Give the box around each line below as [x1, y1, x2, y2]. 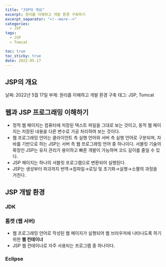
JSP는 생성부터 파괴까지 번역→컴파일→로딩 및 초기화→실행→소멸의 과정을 [12, 166, 158, 172]
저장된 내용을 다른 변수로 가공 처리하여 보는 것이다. [21, 128, 121, 134]
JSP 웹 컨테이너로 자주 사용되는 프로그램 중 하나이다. [12, 243, 115, 249]
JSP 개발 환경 [5, 188, 45, 197]
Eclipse [5, 255, 23, 262]
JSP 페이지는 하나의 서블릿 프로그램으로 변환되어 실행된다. [12, 160, 126, 165]
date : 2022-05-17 [5, 58, 41, 63]
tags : [5, 30, 16, 35]
